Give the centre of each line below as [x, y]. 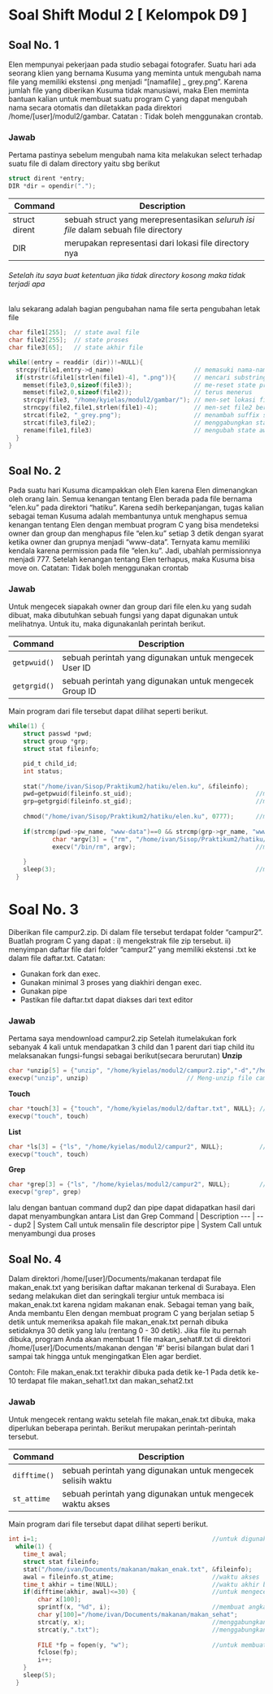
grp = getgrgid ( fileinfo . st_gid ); [78, 801]
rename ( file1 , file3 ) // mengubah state [139, 430]
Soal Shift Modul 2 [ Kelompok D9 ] [128, 15]
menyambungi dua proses [52, 1234]
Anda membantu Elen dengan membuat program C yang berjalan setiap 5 [132, 1314]
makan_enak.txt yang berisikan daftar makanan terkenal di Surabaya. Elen [132, 1288]
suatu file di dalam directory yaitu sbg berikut [84, 163]
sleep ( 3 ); [40, 870]
